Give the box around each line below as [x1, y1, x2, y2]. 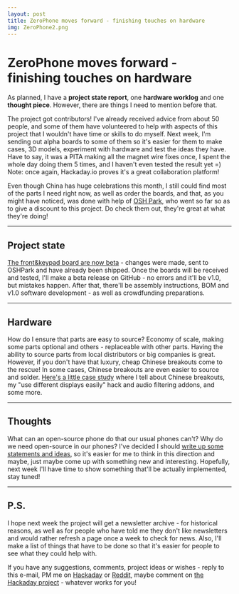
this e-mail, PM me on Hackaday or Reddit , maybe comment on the [7, 570, 204, 579]
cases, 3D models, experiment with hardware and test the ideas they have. [7, 145, 226, 153]
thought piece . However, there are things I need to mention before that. [7, 101, 218, 109]
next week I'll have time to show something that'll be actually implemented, [7, 465, 228, 473]
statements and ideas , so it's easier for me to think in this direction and [7, 449, 215, 458]
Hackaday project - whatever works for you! [7, 578, 137, 586]
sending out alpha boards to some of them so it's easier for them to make [7, 137, 223, 146]
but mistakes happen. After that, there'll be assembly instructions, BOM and [7, 281, 229, 290]
